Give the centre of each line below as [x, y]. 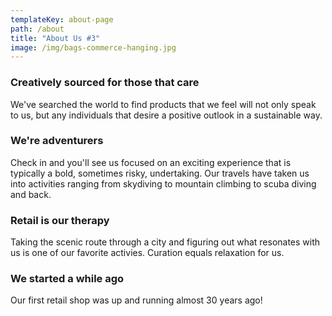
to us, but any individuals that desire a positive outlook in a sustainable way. [166, 115]
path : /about [37, 29]
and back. [31, 194]
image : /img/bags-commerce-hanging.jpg [93, 47]
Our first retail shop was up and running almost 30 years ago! [136, 300]
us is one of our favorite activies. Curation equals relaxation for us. [147, 253]
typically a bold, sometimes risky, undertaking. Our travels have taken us [160, 173]
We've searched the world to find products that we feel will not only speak [163, 104]
